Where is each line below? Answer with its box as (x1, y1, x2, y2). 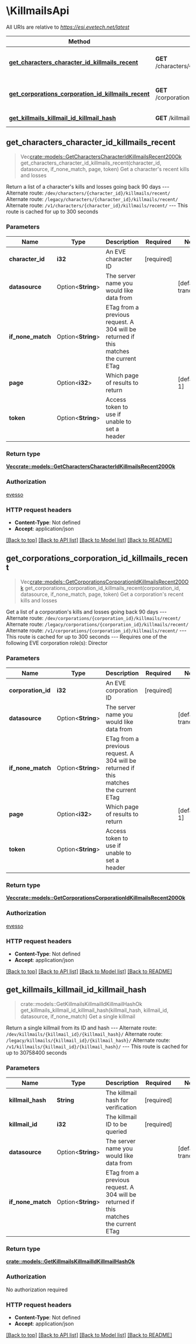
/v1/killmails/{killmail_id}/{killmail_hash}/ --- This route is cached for (6, 1043, 188, 1050)
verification (106, 1103, 137, 1111)
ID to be (106, 1120, 127, 1128)
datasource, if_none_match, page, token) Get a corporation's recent (20, 591, 184, 598)
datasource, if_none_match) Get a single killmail (20, 1012, 135, 1020)
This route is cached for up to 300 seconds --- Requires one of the (6, 633, 167, 640)
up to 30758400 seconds (6, 1049, 67, 1056)
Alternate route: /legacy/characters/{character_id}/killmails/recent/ (6, 195, 178, 203)
